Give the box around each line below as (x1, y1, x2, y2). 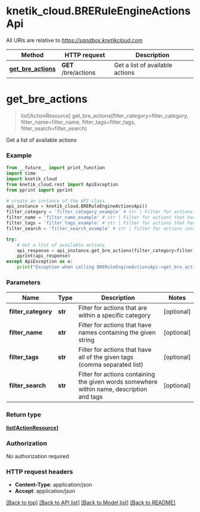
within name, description (78, 385, 148, 394)
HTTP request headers (6, 467, 73, 476)
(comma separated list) (78, 360, 144, 369)
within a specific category (78, 311, 151, 320)
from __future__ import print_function (6, 165, 105, 171)
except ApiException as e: (6, 259, 73, 265)
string (78, 336, 95, 344)
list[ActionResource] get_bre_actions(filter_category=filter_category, (20, 112, 189, 119)
